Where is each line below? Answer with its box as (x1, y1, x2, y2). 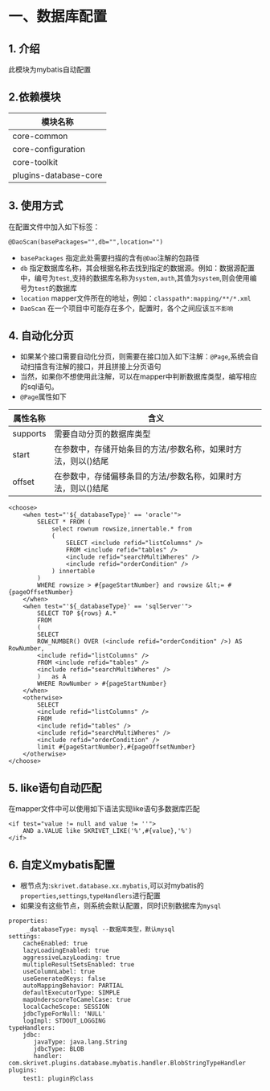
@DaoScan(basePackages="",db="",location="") (8, 238, 163, 246)
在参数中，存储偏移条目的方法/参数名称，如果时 (53, 471, 235, 482)
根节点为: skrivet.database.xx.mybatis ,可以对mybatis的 (19, 881, 205, 891)
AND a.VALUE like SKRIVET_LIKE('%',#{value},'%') (22, 827, 193, 835)
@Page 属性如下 (19, 392, 67, 402)
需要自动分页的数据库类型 (53, 429, 151, 440)
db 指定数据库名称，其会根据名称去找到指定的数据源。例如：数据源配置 (19, 263, 256, 273)
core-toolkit (12, 156, 59, 167)
